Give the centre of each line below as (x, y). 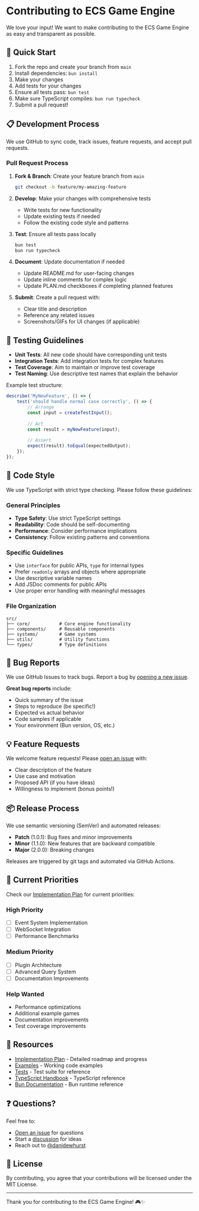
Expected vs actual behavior (49, 713)
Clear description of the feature (53, 770)
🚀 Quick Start (31, 53)
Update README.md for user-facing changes (79, 273)
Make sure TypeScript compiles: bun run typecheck (77, 98)
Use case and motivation (45, 776)
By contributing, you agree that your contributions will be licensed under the (99, 1178)
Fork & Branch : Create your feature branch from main (79, 176)
